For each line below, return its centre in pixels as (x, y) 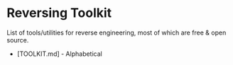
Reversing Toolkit (59, 13)
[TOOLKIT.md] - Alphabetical (59, 54)
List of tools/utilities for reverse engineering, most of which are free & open (116, 32)
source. (18, 40)
